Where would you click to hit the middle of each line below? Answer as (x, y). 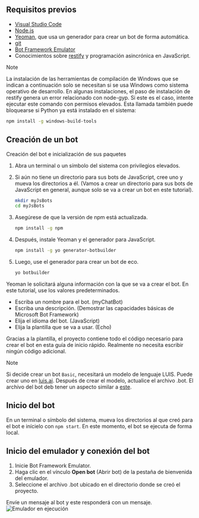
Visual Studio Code (38, 24)
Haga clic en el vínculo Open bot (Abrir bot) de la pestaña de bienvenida (103, 472)
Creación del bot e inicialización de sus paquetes (66, 154)
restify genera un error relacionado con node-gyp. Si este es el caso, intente (100, 97)
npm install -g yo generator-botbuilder (65, 251)
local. (13, 432)
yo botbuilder (32, 273)
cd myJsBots (29, 206)
